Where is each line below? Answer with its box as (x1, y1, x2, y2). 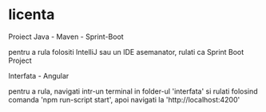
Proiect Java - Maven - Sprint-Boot (8, 32, 124, 41)
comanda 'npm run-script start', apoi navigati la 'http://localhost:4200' (8, 95, 240, 104)
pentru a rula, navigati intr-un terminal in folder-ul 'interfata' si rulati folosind (8, 86, 258, 96)
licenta (8, 6, 55, 24)
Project (8, 56, 32, 65)
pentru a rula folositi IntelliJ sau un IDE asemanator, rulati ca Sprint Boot (8, 47, 244, 56)
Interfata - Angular (8, 71, 69, 80)
